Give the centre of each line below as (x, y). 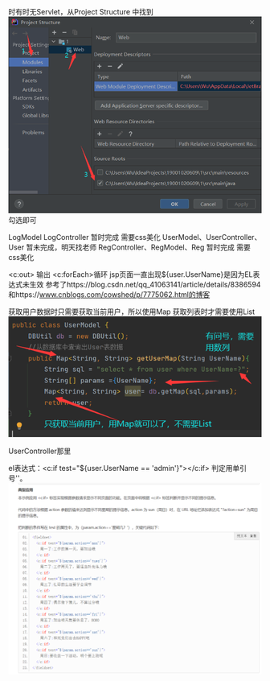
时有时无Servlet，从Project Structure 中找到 (81, 12)
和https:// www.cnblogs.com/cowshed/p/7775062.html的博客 (109, 294)
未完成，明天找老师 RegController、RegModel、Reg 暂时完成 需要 (142, 247)
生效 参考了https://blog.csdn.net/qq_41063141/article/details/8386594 (145, 284)
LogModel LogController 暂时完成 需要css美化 (84, 237)
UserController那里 (40, 451)
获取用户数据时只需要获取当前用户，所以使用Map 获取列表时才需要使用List (132, 312)
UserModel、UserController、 (212, 237)
